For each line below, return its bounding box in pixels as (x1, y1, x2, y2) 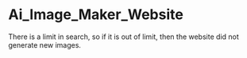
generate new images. (8, 40, 82, 49)
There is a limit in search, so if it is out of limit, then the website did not (8, 32, 240, 41)
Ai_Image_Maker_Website (8, 6, 184, 24)
